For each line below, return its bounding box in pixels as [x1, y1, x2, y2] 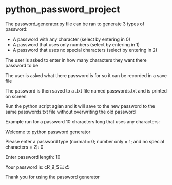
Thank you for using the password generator [5, 174, 100, 180]
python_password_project [5, 4, 120, 15]
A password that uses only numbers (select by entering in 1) [12, 41, 140, 47]
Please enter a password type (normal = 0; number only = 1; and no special [5, 138, 164, 144]
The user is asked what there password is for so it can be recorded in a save [5, 72, 167, 78]
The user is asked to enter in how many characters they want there [5, 57, 147, 63]
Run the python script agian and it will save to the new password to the [5, 103, 155, 109]
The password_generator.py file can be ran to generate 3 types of [5, 21, 145, 27]
